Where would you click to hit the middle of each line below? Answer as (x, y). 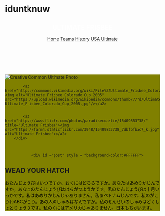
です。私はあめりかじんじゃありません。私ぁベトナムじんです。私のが (84, 195)
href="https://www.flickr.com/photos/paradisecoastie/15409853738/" (77, 121)
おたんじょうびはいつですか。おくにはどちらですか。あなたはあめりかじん (80, 183)
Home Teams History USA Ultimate (82, 39)
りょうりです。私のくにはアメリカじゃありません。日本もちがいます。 (84, 208)
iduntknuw (27, 9)
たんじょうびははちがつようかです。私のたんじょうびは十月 (95, 189)
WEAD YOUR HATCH (37, 170)
